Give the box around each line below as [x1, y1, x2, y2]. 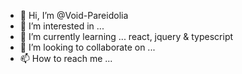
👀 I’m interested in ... [19, 20, 105, 32]
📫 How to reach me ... [19, 53, 113, 64]
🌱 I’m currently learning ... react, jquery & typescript [19, 31, 234, 42]
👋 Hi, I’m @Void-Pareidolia [19, 10, 129, 21]
